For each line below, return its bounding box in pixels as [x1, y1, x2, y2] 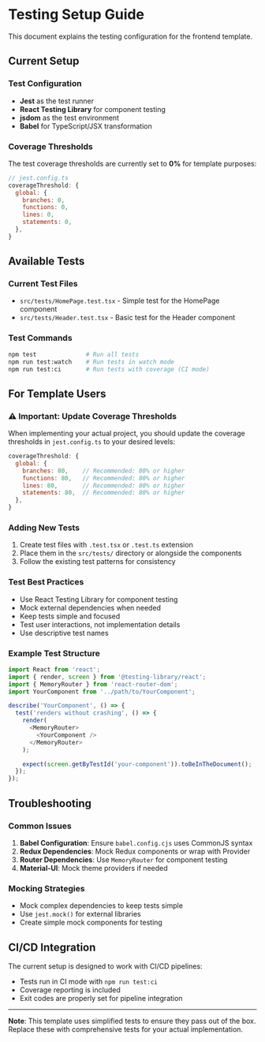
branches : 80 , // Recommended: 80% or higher [22, 467, 185, 475]
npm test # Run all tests [8, 350, 140, 358]
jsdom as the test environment [19, 113, 120, 122]
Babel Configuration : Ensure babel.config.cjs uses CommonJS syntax [19, 838, 253, 847]
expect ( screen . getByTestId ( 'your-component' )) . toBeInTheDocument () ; [22, 760, 252, 768]
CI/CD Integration [8, 940, 96, 954]
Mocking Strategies [8, 883, 85, 894]
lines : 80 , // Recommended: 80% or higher [22, 481, 185, 490]
